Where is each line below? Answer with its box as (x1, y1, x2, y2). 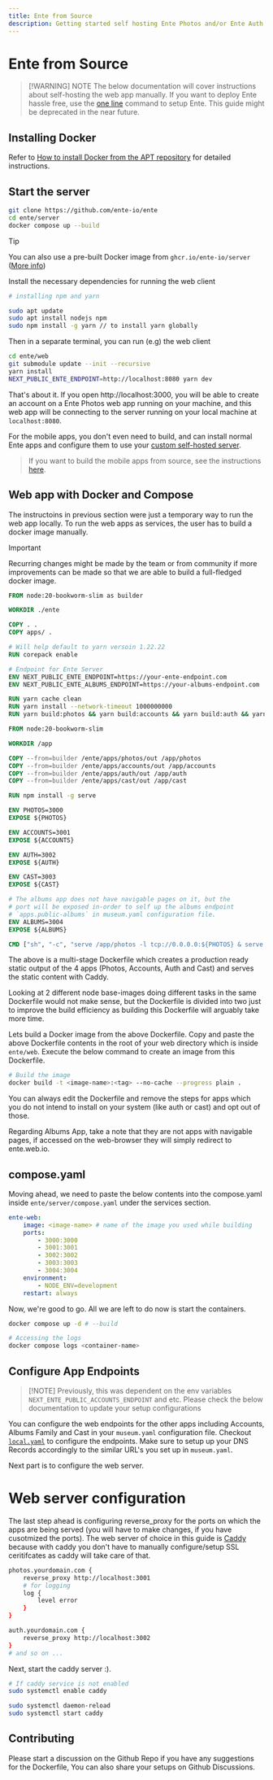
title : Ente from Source (8, 11, 93, 20)
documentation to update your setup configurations (28, 1403, 201, 1412)
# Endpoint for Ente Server (8, 665, 104, 674)
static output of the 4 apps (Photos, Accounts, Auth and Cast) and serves (8, 963, 254, 973)
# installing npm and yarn (8, 292, 100, 300)
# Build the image (8, 1071, 71, 1080)
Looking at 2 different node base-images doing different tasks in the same (8, 988, 258, 997)
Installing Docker (8, 131, 97, 145)
